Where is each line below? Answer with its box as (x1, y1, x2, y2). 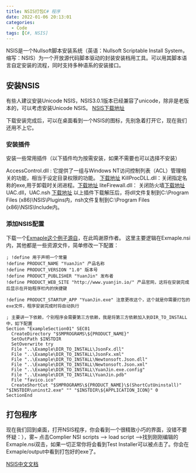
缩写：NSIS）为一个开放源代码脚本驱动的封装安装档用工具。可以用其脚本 (6, 54, 183, 61)
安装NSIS (6, 80, 40, 91)
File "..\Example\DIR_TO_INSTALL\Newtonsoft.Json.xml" (11, 361, 148, 368)
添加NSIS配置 (6, 220, 44, 228)
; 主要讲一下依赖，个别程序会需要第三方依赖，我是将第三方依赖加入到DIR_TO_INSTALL (6, 314, 188, 320)
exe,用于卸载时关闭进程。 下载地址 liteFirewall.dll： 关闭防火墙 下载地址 (16, 182, 185, 189)
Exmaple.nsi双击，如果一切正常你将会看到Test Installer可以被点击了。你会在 (6, 441, 189, 448)
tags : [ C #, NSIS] (6, 30, 49, 36)
